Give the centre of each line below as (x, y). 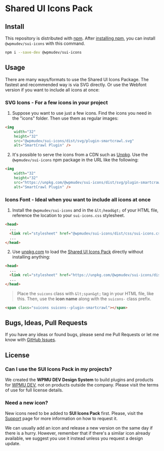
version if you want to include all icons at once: (52, 90)
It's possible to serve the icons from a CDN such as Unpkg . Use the (80, 155)
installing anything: (31, 257)
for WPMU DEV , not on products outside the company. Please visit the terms (82, 385)
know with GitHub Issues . (31, 340)
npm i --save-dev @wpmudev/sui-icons (43, 52)
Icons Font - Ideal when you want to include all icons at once (78, 199)
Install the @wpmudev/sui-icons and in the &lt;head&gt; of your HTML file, (85, 210)
